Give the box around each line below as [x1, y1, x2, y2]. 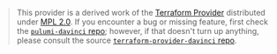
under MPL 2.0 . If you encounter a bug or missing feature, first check [16, 17, 268, 27]
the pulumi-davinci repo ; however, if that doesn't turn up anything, [16, 26, 259, 36]
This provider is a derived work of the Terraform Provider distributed [16, 8, 266, 17]
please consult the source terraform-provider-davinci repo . [16, 35, 237, 45]
